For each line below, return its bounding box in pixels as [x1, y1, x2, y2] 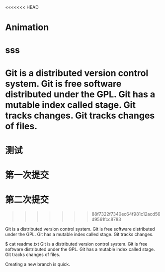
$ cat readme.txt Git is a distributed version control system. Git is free [5, 241, 148, 247]
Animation [5, 22, 49, 33]
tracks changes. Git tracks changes [5, 110, 155, 121]
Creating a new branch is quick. [5, 261, 71, 267]
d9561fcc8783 [91, 216, 121, 222]
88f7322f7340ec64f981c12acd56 [91, 211, 161, 217]
